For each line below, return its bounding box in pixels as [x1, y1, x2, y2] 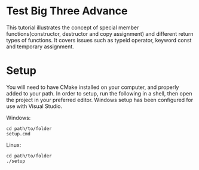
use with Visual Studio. [6, 103, 63, 110]
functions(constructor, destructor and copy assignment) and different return [6, 30, 194, 37]
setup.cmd [6, 131, 31, 137]
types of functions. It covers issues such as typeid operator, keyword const [6, 36, 192, 44]
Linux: [6, 141, 22, 149]
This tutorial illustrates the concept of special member [6, 24, 139, 31]
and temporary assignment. [6, 43, 75, 50]
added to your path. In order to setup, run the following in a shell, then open [6, 89, 192, 97]
